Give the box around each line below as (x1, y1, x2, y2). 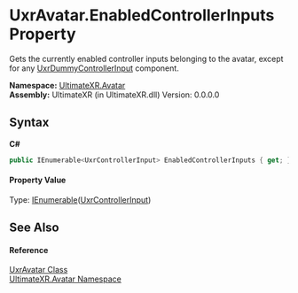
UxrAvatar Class (9, 265, 68, 275)
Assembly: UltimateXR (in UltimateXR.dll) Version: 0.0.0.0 (9, 89, 220, 100)
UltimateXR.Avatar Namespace (9, 274, 122, 284)
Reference (9, 244, 49, 255)
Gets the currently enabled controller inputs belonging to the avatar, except (9, 53, 284, 64)
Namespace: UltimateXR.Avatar (9, 80, 126, 90)
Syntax (9, 115, 50, 130)
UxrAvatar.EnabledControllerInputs (9, 5, 275, 26)
